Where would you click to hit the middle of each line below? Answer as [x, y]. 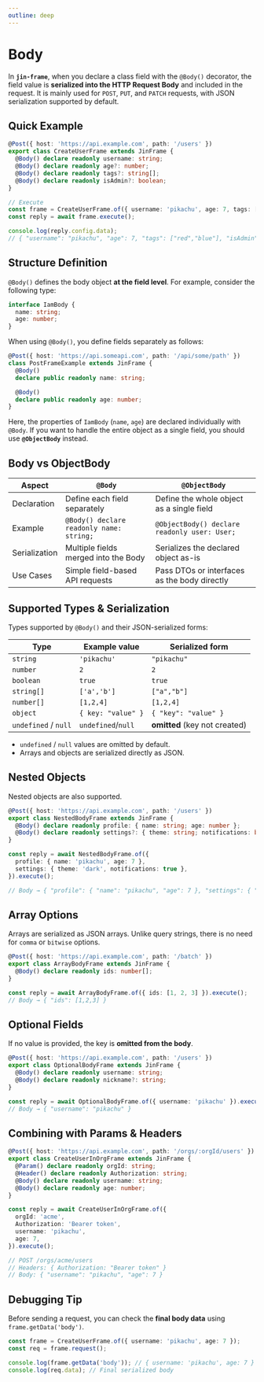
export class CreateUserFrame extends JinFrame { [91, 152]
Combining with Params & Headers [95, 1133]
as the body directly [192, 581]
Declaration [33, 504]
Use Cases [32, 575]
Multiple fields [92, 548]
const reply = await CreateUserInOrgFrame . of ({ [88, 1210]
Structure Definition [58, 263]
